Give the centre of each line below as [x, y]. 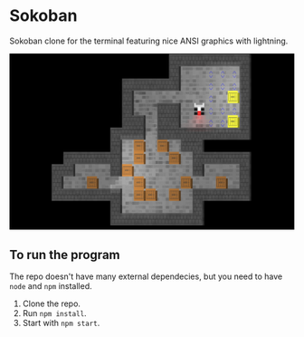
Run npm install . [55, 313]
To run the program [65, 255]
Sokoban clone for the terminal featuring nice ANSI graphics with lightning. [149, 41]
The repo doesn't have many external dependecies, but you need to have [146, 276]
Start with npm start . [61, 323]
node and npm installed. [51, 286]
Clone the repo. [52, 303]
